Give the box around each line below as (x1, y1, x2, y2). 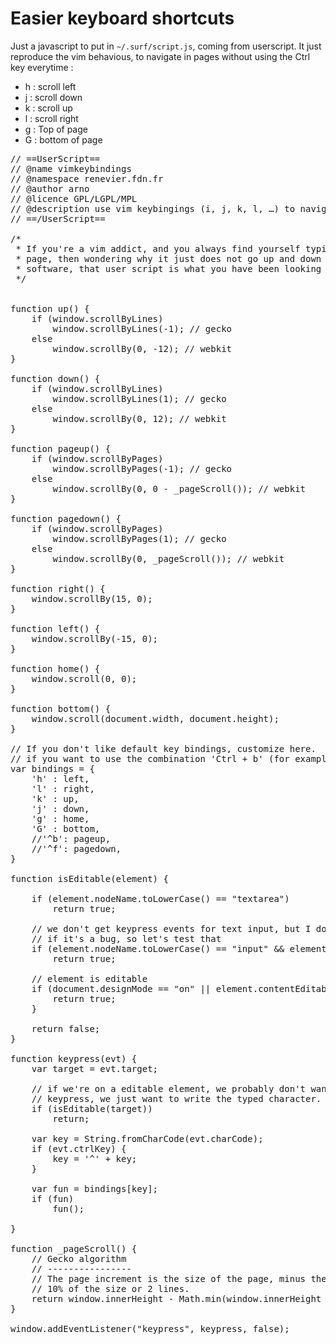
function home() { (10, 663, 101, 674)
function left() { (10, 623, 101, 634)
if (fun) (31, 1193, 75, 1204)
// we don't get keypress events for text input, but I (31, 923, 312, 934)
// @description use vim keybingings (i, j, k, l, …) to (10, 203, 296, 214)
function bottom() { (10, 703, 112, 714)
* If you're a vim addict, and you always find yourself (15, 243, 301, 254)
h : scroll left (24, 80, 77, 92)
